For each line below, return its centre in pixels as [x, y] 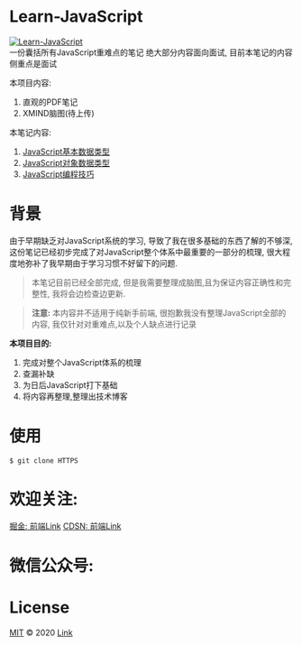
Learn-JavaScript [76, 17]
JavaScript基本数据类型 [66, 152]
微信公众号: [52, 565]
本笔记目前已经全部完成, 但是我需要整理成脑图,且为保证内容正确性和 [157, 282]
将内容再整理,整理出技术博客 [75, 396]
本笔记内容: [31, 132]
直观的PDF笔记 [50, 102]
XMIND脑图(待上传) [58, 113]
